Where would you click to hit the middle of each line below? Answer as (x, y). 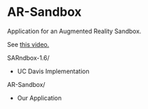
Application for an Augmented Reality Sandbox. (74, 31)
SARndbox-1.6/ (29, 58)
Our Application (39, 98)
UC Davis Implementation (53, 71)
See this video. (28, 44)
